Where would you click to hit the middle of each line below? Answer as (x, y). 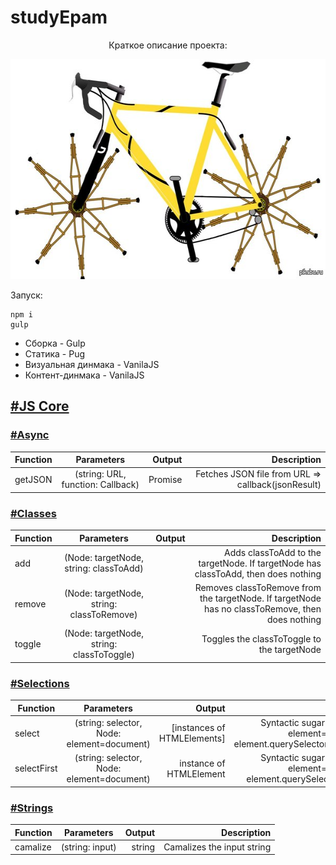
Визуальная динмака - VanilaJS (92, 364)
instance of (202, 763)
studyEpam (59, 17)
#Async (30, 435)
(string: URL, (100, 474)
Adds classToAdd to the (273, 552)
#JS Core (40, 406)
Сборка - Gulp (55, 343)
